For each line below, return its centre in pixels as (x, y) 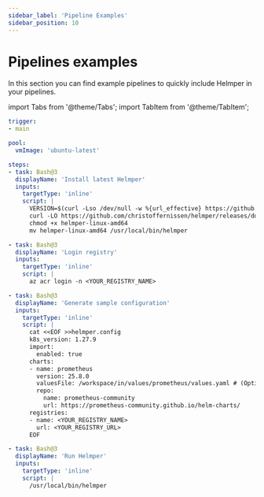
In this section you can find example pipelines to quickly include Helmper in (130, 83)
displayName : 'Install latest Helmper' (81, 179)
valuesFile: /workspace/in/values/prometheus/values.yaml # (137, 384)
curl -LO (43, 216)
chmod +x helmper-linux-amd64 (78, 223)
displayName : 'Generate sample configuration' (93, 303)
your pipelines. (32, 92)
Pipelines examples (73, 62)
